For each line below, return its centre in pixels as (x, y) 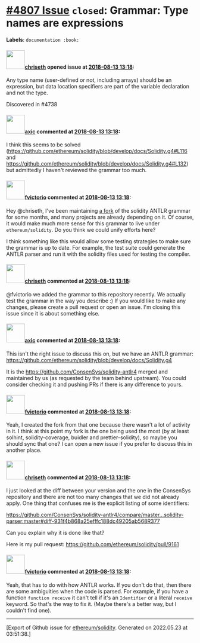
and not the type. (27, 93)
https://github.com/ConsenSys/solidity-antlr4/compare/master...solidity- (95, 515)
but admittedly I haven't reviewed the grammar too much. (76, 170)
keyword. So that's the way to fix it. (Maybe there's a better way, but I (91, 604)
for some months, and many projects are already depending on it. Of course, (100, 217)
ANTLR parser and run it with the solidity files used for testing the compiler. (99, 254)
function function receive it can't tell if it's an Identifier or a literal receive (99, 598)
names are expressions (65, 23)
